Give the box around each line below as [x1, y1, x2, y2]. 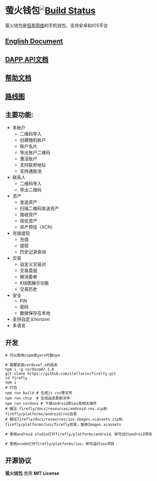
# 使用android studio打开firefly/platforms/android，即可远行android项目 [5, 432, 153, 437]
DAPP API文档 [5, 55, 49, 64]
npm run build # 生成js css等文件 [5, 391, 73, 396]
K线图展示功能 [19, 280, 49, 286]
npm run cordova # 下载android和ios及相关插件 [5, 401, 97, 406]
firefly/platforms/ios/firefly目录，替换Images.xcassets [5, 422, 121, 427]
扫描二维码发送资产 [19, 205, 59, 212]
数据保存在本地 [19, 310, 51, 316]
